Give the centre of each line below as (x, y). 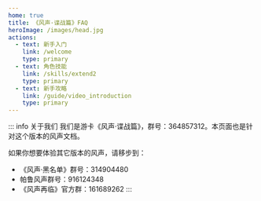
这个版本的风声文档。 (49, 136)
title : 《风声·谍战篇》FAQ (48, 23)
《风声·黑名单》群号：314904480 (74, 170)
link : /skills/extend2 (59, 74)
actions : (22, 37)
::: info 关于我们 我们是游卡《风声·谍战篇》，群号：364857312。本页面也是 (127, 126)
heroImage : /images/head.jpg (56, 30)
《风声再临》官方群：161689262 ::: (75, 189)
